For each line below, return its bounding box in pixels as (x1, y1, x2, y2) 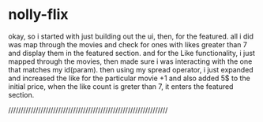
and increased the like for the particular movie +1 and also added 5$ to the (8, 73, 250, 83)
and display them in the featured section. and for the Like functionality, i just (8, 48, 255, 57)
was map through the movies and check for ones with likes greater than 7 (8, 39, 247, 49)
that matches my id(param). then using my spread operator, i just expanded (8, 65, 254, 74)
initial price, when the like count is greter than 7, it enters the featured (8, 81, 234, 91)
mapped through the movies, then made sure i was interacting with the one (8, 57, 253, 66)
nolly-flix (8, 6, 69, 24)
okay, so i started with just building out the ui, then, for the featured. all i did (8, 31, 254, 41)
